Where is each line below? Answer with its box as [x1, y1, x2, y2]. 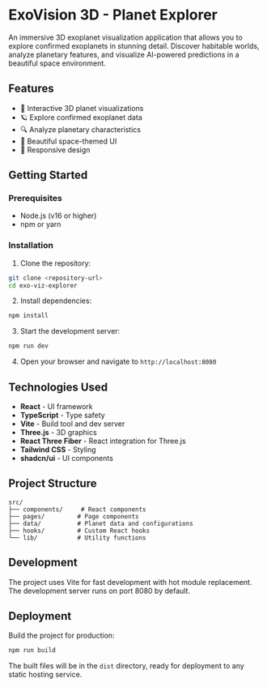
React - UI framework [19, 402, 93, 412]
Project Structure [8, 476, 97, 491]
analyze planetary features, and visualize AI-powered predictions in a [8, 49, 240, 59]
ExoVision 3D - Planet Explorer [8, 6, 218, 24]
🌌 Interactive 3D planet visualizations [19, 103, 144, 113]
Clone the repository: [19, 258, 91, 268]
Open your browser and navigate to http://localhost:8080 [19, 356, 217, 366]
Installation [8, 240, 54, 251]
